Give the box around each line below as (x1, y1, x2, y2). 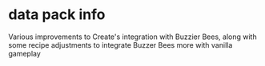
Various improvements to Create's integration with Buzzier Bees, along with (8, 32, 258, 41)
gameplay (8, 49, 42, 58)
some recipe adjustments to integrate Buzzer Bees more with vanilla (8, 40, 233, 49)
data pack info (8, 6, 106, 24)
